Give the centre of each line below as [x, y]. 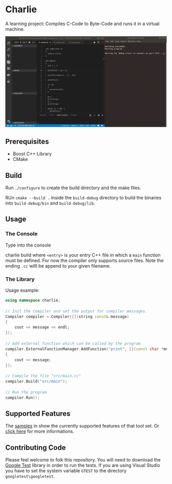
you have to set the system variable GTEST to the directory [66, 471]
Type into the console [28, 245]
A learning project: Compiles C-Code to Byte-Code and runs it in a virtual [82, 24]
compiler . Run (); [23, 398]
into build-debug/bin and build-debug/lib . [50, 203]
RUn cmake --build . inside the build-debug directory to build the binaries [83, 198]
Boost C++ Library [32, 154]
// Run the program [26, 392]
